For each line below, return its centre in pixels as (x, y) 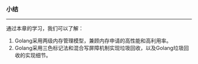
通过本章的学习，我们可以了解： (45, 29)
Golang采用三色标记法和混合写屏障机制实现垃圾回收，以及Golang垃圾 (99, 48)
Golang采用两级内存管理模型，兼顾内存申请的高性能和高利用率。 (93, 41)
